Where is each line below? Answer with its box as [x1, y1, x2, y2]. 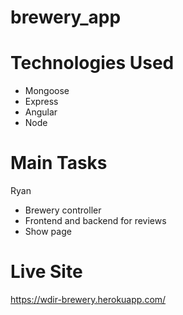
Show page [24, 226, 72, 238]
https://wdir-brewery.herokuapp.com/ [10, 294, 167, 305]
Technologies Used [10, 52, 175, 75]
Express [24, 96, 59, 108]
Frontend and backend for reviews [24, 215, 167, 227]
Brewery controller [24, 204, 102, 216]
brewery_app [10, 6, 122, 29]
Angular [24, 106, 58, 118]
